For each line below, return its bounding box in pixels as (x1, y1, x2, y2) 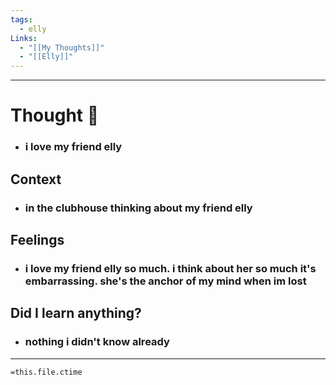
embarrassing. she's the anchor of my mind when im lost (24, 274, 307, 288)
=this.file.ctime (10, 367, 83, 377)
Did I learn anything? (10, 305, 142, 322)
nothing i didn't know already (24, 335, 170, 349)
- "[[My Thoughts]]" (19, 42, 105, 53)
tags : (10, 14, 33, 25)
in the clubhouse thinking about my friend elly (24, 201, 253, 215)
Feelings (10, 231, 65, 248)
